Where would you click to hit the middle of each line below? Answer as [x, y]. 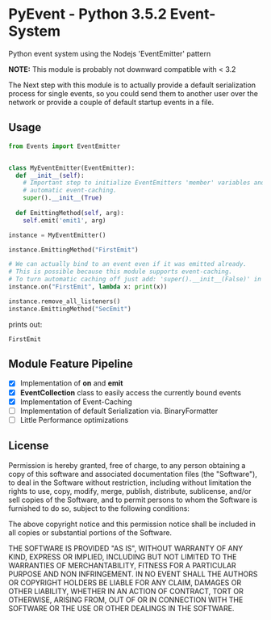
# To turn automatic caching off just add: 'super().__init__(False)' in [135, 280]
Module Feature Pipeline [71, 364]
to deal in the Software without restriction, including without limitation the [130, 483]
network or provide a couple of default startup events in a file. [111, 102]
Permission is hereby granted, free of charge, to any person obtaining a [127, 465]
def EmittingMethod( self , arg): [70, 213]
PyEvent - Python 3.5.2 [88, 14]
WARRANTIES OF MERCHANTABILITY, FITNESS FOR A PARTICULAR [122, 565]
